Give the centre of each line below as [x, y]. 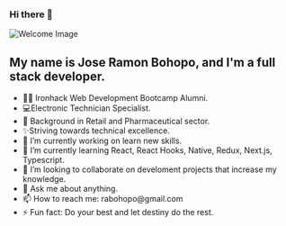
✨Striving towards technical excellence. [96, 131]
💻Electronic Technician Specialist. [86, 108]
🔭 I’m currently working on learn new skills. [102, 141]
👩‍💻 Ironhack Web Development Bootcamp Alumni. [115, 98]
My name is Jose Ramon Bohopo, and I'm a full [143, 62]
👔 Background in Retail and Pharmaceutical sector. [116, 122]
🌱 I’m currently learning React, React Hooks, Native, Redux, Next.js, [147, 150]
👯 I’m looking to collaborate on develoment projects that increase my [149, 169]
